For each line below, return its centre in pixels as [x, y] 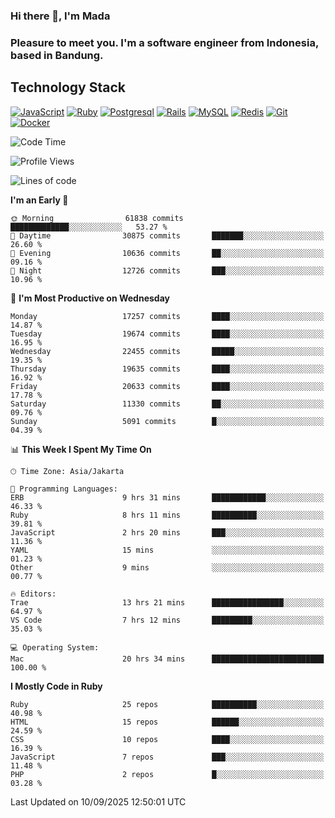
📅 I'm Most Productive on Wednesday [90, 298]
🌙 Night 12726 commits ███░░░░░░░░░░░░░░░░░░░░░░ [167, 270]
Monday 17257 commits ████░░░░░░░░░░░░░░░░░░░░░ [167, 316]
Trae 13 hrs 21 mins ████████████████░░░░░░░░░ [167, 602]
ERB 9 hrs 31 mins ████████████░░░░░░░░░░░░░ [167, 497]
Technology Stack [68, 87]
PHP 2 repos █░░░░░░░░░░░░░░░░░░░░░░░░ [167, 774]
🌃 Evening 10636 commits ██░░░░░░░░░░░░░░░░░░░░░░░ [167, 253]
